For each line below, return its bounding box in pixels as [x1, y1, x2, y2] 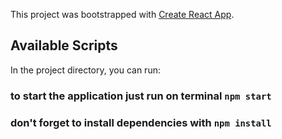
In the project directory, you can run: [10, 64, 161, 76]
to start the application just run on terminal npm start [10, 89, 272, 103]
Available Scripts [10, 37, 118, 54]
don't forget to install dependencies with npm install [10, 115, 272, 129]
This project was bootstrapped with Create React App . [10, 9, 235, 20]
